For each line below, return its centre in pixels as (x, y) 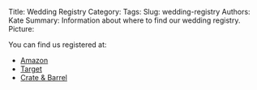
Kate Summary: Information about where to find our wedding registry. (124, 20)
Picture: (21, 29)
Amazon (34, 60)
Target (31, 69)
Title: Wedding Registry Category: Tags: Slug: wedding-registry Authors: (129, 12)
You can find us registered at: (58, 45)
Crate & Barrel (43, 77)
